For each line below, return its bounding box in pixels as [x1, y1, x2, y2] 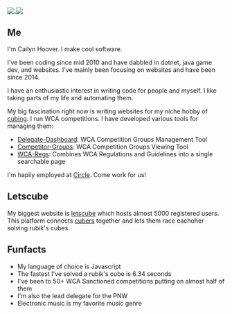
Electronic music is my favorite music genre [17, 299, 142, 307]
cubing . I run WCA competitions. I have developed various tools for [7, 114, 199, 122]
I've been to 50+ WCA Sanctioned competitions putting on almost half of [17, 277, 225, 285]
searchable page [17, 157, 66, 165]
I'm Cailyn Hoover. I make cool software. [7, 44, 123, 53]
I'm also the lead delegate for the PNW [17, 291, 128, 299]
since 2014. [7, 73, 40, 81]
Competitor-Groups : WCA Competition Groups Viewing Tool [17, 142, 188, 151]
